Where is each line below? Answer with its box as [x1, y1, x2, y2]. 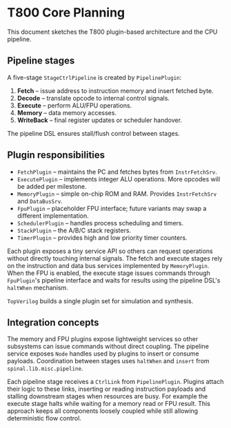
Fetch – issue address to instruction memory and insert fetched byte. [17, 86, 214, 94]
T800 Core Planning [7, 5, 125, 21]
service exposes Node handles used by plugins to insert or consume [7, 349, 199, 358]
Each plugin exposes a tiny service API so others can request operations [7, 247, 213, 255]
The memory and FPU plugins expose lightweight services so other [7, 335, 199, 343]
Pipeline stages [7, 55, 75, 67]
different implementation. [17, 212, 89, 220]
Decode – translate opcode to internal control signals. [17, 94, 170, 102]
